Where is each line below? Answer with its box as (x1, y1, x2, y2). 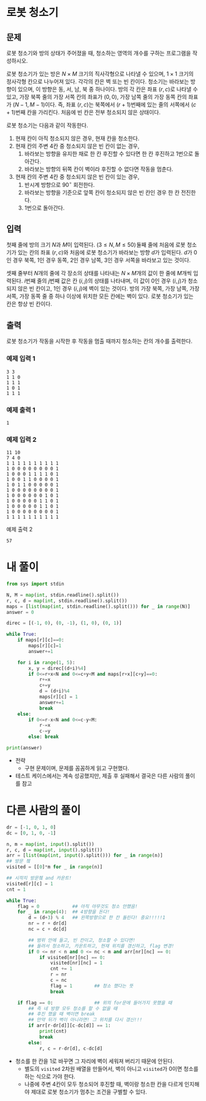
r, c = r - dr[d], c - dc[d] (39, 1045, 103, 1051)
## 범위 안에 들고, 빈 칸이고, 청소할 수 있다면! (28, 937, 136, 943)
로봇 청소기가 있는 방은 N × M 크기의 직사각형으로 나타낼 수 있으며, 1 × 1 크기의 (6, 70, 194, 77)
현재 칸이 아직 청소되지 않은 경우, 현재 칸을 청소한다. (15, 135, 140, 142)
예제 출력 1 (6, 406, 36, 414)
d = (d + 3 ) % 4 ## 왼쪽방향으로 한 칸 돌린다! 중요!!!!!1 (28, 915, 166, 921)
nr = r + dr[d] (28, 920, 67, 927)
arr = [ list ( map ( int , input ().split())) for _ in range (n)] (6, 852, 164, 859)
